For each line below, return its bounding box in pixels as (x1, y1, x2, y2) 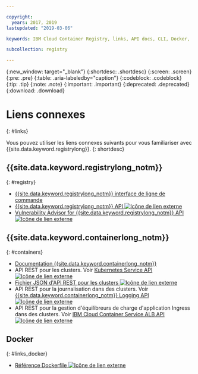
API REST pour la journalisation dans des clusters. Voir (14, 285, 149, 292)
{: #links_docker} (6, 350, 48, 357)
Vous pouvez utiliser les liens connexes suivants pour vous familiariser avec (6, 139, 192, 147)
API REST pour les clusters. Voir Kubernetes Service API (14, 266, 153, 273)
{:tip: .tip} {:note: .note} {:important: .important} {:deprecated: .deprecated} (6, 81, 190, 88)
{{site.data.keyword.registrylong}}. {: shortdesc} (6, 145, 125, 152)
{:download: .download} (6, 87, 65, 94)
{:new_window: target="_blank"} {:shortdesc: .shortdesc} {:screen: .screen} (6, 68, 192, 75)
